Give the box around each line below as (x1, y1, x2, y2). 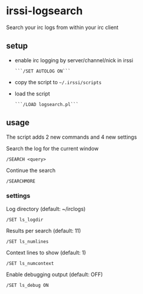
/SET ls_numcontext (6, 260, 54, 266)
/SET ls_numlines (6, 238, 49, 244)
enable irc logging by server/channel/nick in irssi (14, 56, 134, 63)
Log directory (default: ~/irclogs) (6, 205, 86, 212)
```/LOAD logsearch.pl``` (14, 101, 79, 107)
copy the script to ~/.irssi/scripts (14, 78, 102, 85)
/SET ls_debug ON (6, 282, 49, 288)
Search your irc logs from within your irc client (6, 24, 119, 31)
